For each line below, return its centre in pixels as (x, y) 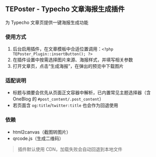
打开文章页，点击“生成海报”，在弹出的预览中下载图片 (68, 66)
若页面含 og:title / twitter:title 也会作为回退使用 (65, 106)
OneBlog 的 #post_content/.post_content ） (58, 99)
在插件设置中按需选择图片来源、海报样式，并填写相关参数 (73, 60)
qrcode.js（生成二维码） (38, 138)
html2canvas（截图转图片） (42, 132)
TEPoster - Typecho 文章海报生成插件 (65, 9)
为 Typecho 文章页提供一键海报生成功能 (47, 22)
